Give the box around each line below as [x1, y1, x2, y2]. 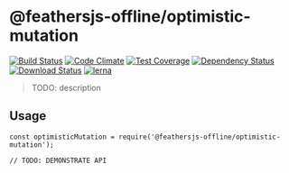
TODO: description [31, 82, 102, 93]
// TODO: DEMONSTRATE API [9, 156, 107, 165]
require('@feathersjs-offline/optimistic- [118, 132, 281, 141]
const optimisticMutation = [9, 132, 116, 141]
